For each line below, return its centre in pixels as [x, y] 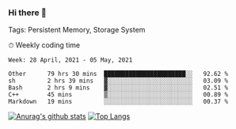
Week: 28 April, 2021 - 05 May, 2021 [70, 60]
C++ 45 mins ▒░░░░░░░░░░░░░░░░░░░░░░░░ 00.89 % [118, 95]
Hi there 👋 [28, 13]
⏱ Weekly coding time [44, 45]
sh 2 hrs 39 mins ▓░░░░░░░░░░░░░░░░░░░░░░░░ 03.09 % [118, 81]
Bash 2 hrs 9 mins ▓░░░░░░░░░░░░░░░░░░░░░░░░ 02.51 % [118, 88]
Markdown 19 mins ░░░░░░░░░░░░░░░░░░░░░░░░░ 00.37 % [118, 102]
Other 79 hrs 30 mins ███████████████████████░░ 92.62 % [118, 74]
